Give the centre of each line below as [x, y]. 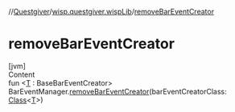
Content [22, 74]
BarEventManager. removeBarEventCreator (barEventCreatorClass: [117, 91]
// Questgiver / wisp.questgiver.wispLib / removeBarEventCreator [111, 12]
